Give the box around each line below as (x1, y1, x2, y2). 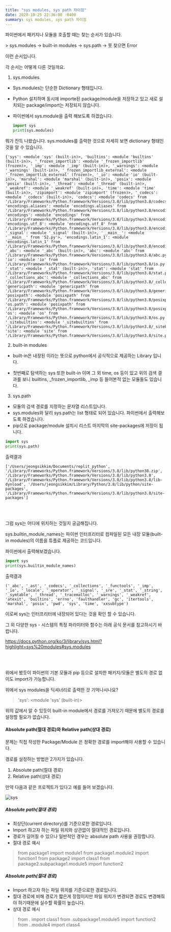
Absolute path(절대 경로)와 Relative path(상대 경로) (5, 726, 111, 733)
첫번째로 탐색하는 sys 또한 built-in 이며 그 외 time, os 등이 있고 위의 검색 (12, 370, 157, 376)
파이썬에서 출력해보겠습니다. (5, 548, 62, 554)
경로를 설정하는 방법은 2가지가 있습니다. (5, 756, 84, 762)
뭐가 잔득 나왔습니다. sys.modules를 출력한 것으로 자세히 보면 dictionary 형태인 (5, 138, 164, 144)
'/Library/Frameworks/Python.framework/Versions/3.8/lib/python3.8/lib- (5, 477, 163, 483)
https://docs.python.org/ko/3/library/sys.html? (5, 638, 102, 644)
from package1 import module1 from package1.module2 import (17, 850, 149, 856)
